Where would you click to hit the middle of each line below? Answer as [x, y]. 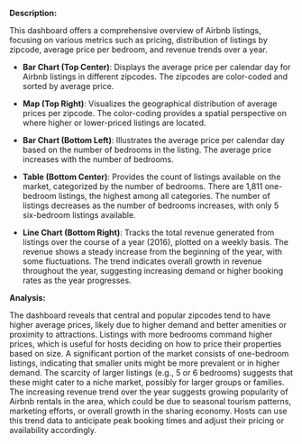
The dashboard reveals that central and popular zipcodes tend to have [140, 315]
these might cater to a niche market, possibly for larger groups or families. [147, 382]
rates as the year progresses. [77, 280]
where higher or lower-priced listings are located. [114, 122]
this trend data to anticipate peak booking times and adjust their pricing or [147, 421]
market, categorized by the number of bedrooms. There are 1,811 [142, 186]
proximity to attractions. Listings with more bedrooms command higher [141, 334]
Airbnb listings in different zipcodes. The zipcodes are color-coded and [155, 77]
